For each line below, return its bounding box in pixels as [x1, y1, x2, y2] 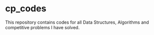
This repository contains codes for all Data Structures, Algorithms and [5, 19, 149, 25]
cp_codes [5, 3, 46, 14]
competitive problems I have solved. [5, 24, 80, 30]
